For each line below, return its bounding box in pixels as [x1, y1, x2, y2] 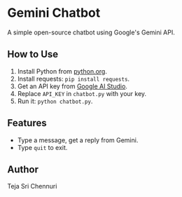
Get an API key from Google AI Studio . [17, 82, 128, 90]
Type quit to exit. [17, 143, 68, 151]
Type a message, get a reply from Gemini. [17, 135, 139, 144]
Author [7, 163, 38, 175]
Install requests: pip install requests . [17, 74, 130, 83]
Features [7, 117, 47, 129]
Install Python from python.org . [17, 67, 107, 75]
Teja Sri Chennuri [7, 182, 57, 191]
